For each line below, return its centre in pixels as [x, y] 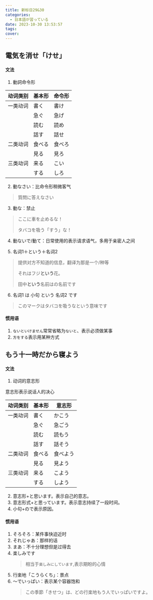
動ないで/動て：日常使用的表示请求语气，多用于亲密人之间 [74, 241]
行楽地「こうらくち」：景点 [41, 574]
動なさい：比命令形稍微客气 [42, 186]
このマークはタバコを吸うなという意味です [62, 306]
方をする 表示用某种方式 [36, 337]
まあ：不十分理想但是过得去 [42, 546]
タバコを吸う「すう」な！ [45, 230]
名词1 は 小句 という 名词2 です [45, 295]
